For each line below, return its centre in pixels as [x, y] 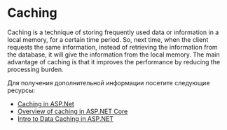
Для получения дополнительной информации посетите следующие [109, 82]
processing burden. [36, 69]
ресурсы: [21, 90]
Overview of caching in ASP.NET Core [73, 111]
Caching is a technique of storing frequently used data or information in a [113, 32]
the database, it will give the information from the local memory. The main [113, 55]
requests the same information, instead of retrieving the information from [113, 47]
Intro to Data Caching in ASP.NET [66, 118]
